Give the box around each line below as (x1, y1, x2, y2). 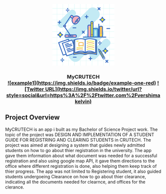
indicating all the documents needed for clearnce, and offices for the (5, 179, 146, 185)
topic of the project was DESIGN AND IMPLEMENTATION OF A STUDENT (5, 131, 155, 137)
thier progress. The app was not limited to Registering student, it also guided (5, 168, 162, 174)
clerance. (5, 184, 25, 190)
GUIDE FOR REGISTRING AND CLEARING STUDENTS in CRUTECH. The (5, 137, 151, 143)
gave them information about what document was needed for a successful (5, 153, 158, 158)
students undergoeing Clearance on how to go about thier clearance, (5, 173, 146, 179)
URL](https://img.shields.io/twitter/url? (45, 85, 142, 92)
